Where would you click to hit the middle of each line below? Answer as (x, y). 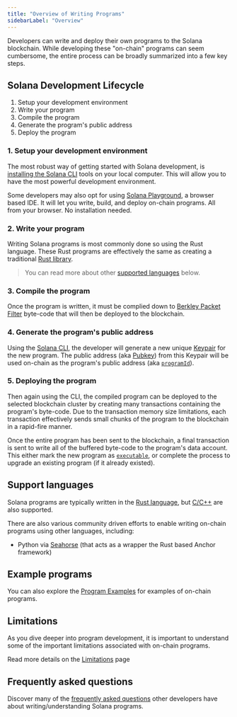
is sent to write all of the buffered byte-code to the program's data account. (117, 447)
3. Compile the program (49, 291)
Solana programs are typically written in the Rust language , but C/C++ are (115, 502)
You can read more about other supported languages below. (112, 273)
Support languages (51, 485)
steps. (16, 63)
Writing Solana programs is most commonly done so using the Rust (105, 243)
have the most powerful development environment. (82, 181)
